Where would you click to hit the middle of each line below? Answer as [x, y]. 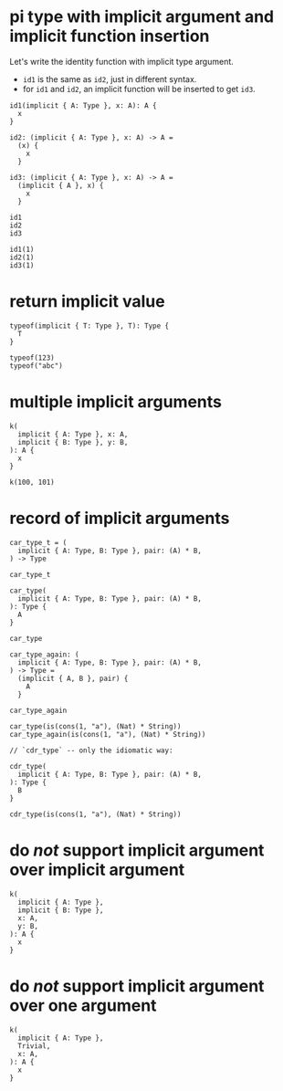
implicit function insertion [110, 36]
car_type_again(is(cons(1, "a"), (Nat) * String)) [108, 734]
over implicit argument [97, 870]
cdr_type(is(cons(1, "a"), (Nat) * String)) [95, 814]
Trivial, [34, 1046]
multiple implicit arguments [115, 402]
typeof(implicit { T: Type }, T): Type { [89, 326]
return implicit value [88, 302]
